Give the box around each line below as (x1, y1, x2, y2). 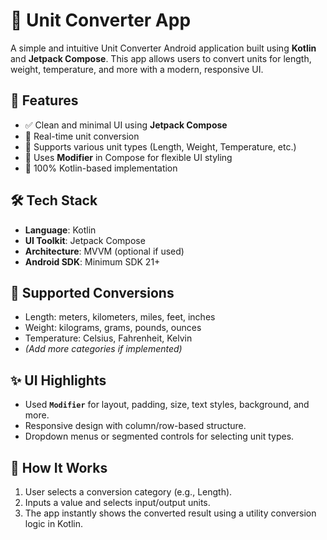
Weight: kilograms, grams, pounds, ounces (24, 322, 202, 334)
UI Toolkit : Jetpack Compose (24, 234, 146, 246)
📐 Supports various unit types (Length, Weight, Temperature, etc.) (24, 140, 297, 153)
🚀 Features (10, 92, 79, 109)
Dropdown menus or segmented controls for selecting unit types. (24, 430, 295, 443)
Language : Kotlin (24, 224, 97, 236)
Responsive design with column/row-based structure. (24, 420, 247, 432)
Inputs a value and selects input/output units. (24, 497, 211, 508)
